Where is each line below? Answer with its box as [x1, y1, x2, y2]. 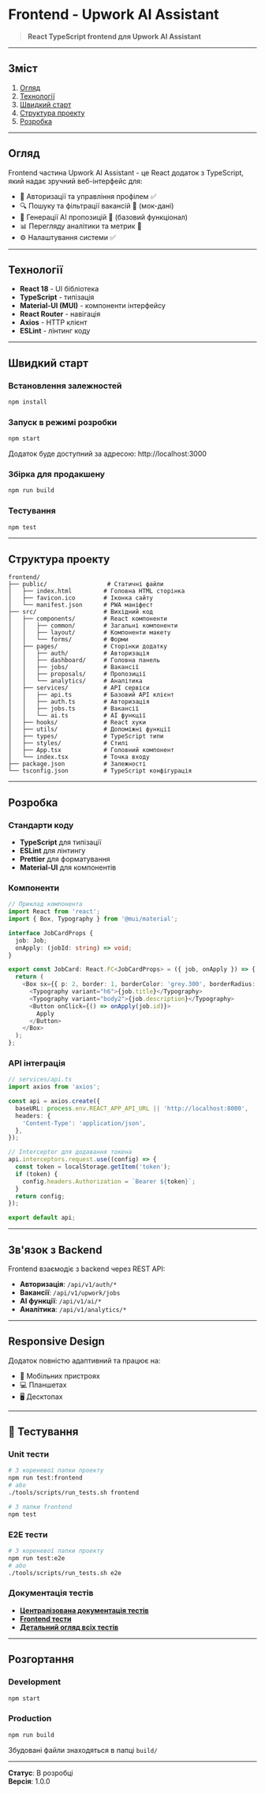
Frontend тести [19, 1614, 72, 1623]
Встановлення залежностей [8, 380, 122, 391]
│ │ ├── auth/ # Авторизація [8, 649, 150, 657]
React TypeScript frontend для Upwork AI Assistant [27, 32, 201, 41]
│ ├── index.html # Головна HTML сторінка [8, 587, 185, 596]
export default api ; [8, 1214, 77, 1222]
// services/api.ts [8, 1076, 73, 1084]
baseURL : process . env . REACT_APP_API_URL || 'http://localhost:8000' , [15, 1104, 248, 1112]
